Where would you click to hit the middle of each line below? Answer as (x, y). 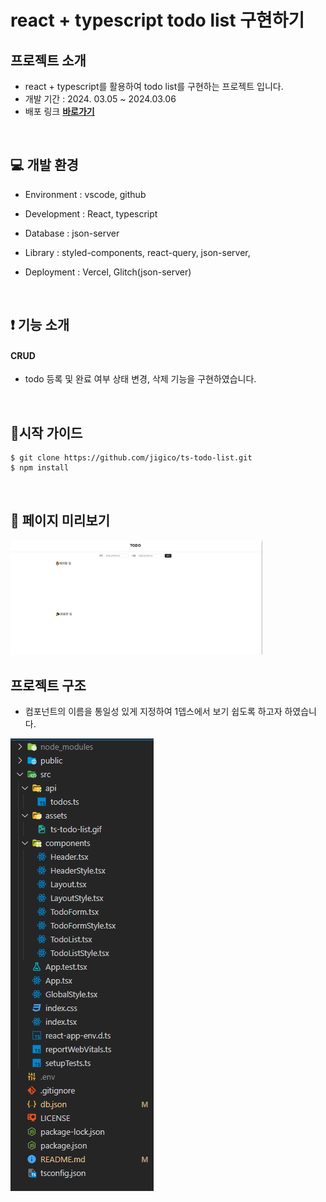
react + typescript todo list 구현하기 (157, 20)
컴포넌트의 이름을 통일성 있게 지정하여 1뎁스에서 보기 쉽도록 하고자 (153, 712)
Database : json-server (72, 233)
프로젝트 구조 (48, 685)
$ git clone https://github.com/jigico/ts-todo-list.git (131, 458)
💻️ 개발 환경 (44, 165)
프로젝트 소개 (48, 60)
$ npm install (40, 468)
